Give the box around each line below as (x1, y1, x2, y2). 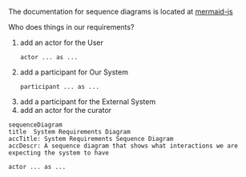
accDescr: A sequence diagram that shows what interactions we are (8, 142, 239, 150)
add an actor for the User (19, 38, 104, 47)
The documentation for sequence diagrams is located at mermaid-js (8, 7, 234, 16)
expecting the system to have (8, 149, 110, 157)
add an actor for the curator (19, 106, 112, 115)
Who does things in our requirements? (8, 22, 135, 31)
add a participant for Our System (19, 67, 128, 77)
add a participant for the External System (19, 97, 156, 107)
